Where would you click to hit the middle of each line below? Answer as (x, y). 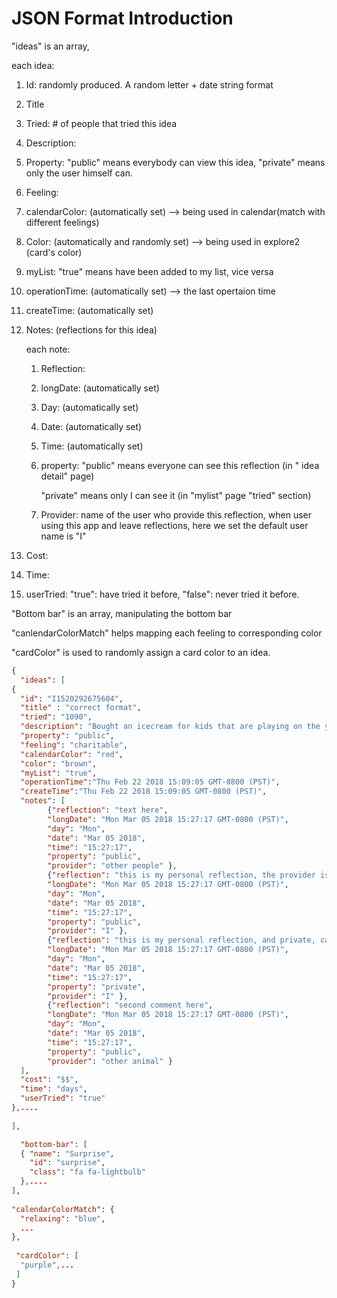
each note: (48, 349)
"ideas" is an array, (50, 46)
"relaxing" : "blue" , (63, 1218)
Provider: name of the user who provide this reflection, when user (176, 514)
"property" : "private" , (96, 987)
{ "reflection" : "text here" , (108, 810)
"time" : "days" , (54, 1089)
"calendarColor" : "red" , (72, 754)
